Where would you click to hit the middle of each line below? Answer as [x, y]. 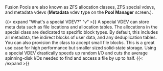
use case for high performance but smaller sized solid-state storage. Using [81, 48]
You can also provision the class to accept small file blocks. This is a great [80, 43]
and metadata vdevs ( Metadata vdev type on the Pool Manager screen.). [79, 12]
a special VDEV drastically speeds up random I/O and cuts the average [76, 53]
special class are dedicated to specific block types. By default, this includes [81, 32]
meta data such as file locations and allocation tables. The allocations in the [81, 27]
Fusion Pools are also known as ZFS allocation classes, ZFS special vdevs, [80, 7]
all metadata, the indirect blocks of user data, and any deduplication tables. [81, 37]
